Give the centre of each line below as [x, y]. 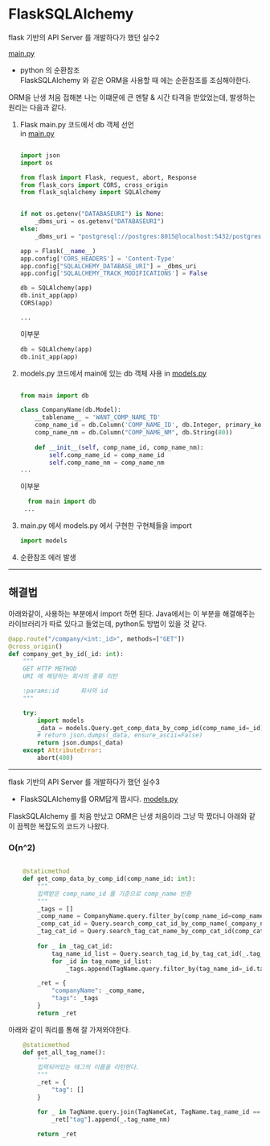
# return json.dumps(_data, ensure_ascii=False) [120, 735]
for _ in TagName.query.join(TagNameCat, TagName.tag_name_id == [149, 1112]
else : [29, 229]
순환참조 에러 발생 [48, 557]
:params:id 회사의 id [65, 691]
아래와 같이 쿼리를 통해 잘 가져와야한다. [70, 1029]
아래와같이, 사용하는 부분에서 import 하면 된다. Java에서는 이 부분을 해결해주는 [132, 613]
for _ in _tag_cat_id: [75, 946]
